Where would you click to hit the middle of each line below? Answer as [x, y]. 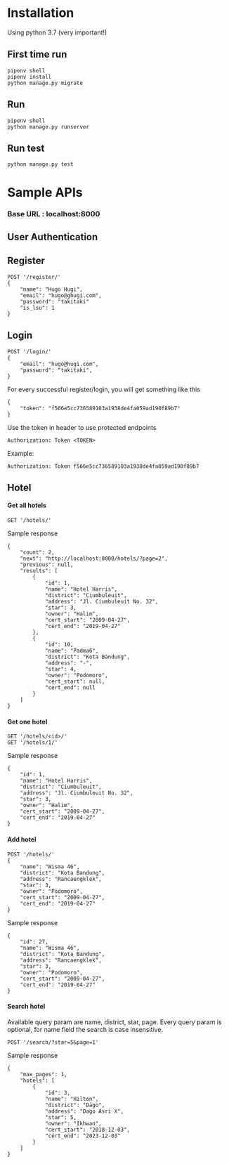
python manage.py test [40, 164]
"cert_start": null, [75, 682]
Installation [41, 13]
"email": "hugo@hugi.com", [59, 364]
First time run [37, 54]
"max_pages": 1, [44, 1074]
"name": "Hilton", [72, 1099]
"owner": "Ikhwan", [73, 1123]
